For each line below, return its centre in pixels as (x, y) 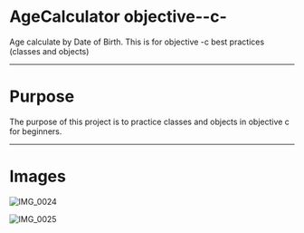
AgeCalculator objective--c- (119, 17)
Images (38, 176)
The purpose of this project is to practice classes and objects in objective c (149, 121)
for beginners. (36, 131)
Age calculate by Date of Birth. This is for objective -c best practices (137, 42)
